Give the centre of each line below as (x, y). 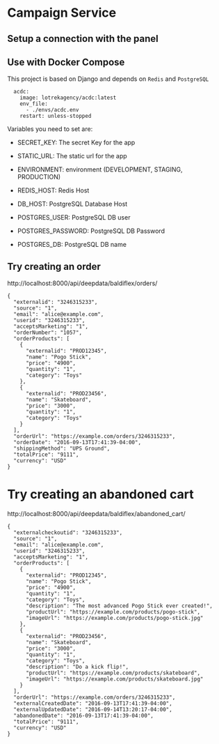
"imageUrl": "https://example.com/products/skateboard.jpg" (114, 679)
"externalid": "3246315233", (56, 302)
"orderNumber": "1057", (48, 333)
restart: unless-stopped (56, 116)
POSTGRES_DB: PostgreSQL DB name (72, 245)
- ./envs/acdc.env (52, 110)
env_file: (34, 104)
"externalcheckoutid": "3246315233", (68, 533)
